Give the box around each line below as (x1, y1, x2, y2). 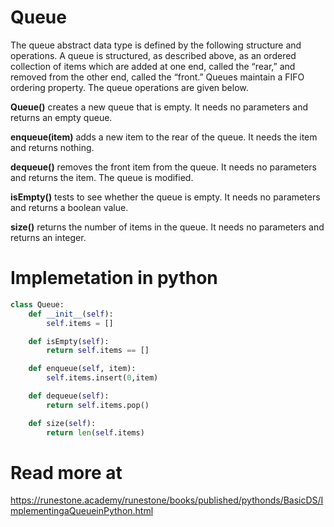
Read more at (10, 461, 123, 484)
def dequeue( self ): (28, 391, 110, 401)
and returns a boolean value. (10, 201, 129, 213)
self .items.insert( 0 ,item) (46, 373, 159, 383)
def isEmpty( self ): (28, 336, 110, 346)
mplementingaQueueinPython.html (10, 505, 154, 517)
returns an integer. (10, 231, 87, 243)
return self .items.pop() (46, 400, 150, 410)
